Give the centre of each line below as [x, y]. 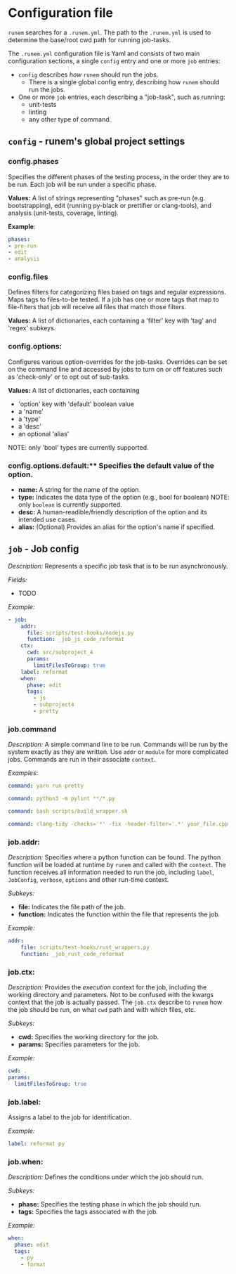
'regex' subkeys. [32, 328]
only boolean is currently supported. [70, 505]
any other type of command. [70, 119]
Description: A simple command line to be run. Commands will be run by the [118, 745]
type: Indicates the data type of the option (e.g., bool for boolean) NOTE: [124, 498]
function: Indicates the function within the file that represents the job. [119, 914]
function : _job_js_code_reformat [76, 639]
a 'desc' [29, 426]
